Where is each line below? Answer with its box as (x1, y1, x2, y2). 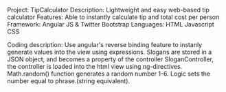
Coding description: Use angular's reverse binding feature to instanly (7, 41, 203, 48)
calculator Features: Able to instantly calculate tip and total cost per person (7, 13, 220, 21)
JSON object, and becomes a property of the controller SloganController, (7, 55, 214, 63)
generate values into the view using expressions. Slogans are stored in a (7, 48, 212, 56)
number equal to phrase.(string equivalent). (7, 77, 131, 85)
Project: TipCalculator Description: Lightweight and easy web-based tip (7, 6, 210, 14)
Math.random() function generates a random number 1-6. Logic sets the (7, 70, 211, 78)
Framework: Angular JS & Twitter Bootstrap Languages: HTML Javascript (7, 20, 214, 28)
